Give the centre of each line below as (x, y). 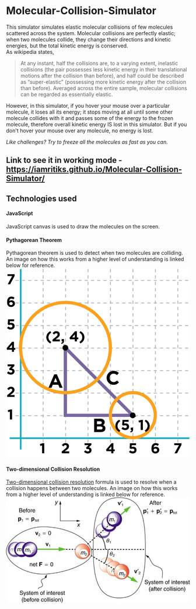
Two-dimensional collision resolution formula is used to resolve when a (91, 482)
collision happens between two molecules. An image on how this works (92, 488)
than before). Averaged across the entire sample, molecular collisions (104, 88)
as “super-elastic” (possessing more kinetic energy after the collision (103, 82)
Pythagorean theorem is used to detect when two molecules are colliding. (94, 253)
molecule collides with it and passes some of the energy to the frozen (90, 118)
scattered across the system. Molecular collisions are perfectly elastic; (91, 33)
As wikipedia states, (30, 52)
